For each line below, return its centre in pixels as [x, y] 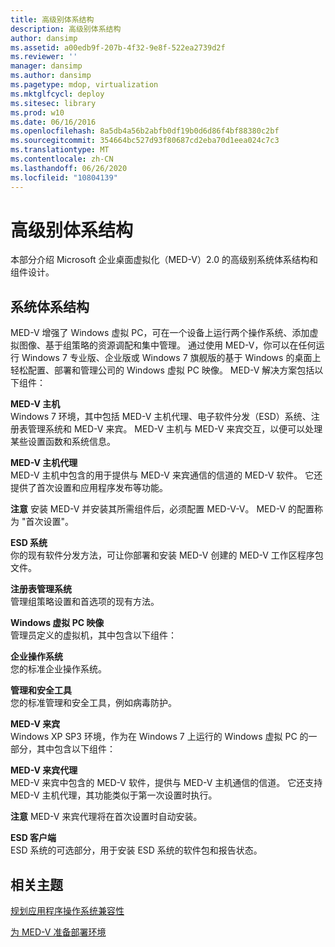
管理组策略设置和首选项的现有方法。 [85, 602]
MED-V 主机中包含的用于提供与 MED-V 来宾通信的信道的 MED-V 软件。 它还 [166, 475]
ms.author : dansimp [51, 76]
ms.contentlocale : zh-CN [62, 159]
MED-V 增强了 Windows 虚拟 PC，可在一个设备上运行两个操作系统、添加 [160, 333]
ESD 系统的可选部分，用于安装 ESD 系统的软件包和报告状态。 [136, 850]
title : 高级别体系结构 [52, 19]
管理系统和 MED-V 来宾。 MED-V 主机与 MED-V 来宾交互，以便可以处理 [175, 429]
